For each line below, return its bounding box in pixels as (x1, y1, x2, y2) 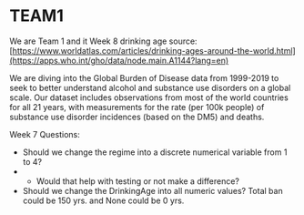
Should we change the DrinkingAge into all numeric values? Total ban (22, 185, 284, 196)
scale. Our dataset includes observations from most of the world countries (9, 92, 289, 103)
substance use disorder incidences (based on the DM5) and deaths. (9, 111, 265, 122)
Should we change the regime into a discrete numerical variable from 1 (22, 147, 288, 158)
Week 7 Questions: (9, 128, 80, 139)
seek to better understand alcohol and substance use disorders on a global (9, 82, 291, 93)
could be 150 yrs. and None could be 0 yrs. (22, 195, 185, 206)
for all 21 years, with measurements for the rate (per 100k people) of (9, 101, 265, 112)
